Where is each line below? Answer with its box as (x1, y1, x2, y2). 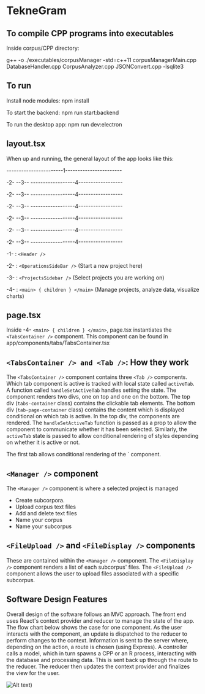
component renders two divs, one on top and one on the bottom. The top (6, 393, 191, 400)
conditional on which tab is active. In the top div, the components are (6, 413, 181, 420)
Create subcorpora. (15, 497, 65, 504)
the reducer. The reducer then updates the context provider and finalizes (6, 663, 190, 670)
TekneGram (6, 4, 67, 18)
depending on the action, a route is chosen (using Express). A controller (6, 643, 188, 650)
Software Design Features (6, 594, 108, 605)
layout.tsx (6, 139, 46, 149)
